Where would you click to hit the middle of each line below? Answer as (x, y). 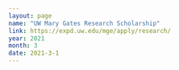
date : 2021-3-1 (34, 53)
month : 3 (23, 46)
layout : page (30, 16)
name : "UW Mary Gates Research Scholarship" (84, 23)
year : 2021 (27, 38)
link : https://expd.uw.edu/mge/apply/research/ (90, 31)
